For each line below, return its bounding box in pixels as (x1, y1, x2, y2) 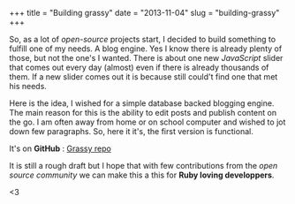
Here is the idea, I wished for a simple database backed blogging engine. (9, 98, 275, 109)
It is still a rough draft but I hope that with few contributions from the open (9, 161, 278, 170)
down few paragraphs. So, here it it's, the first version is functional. (9, 126, 253, 136)
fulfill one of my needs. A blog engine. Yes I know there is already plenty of (9, 43, 283, 54)
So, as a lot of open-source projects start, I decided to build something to (9, 34, 276, 44)
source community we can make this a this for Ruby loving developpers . (9, 170, 275, 180)
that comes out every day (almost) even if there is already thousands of (9, 62, 269, 72)
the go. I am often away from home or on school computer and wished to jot (9, 117, 286, 127)
